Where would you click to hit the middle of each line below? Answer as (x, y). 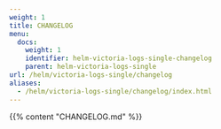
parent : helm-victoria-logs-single (91, 67)
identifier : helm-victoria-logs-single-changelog (119, 58)
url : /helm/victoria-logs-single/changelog (91, 75)
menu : (19, 34)
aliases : (25, 83)
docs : (28, 42)
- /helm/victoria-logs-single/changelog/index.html (115, 91)
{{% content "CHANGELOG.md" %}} (76, 117)
